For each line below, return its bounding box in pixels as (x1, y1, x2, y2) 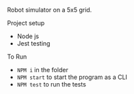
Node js (16, 32, 40, 40)
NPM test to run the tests (16, 80, 87, 88)
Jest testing (16, 40, 51, 47)
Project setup (7, 19, 45, 27)
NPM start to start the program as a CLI (16, 73, 128, 81)
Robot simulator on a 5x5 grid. (7, 6, 92, 14)
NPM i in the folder (16, 66, 68, 74)
